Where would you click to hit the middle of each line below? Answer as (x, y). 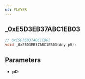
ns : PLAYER (16, 9)
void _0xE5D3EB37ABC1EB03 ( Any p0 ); (41, 45)
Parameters (23, 60)
